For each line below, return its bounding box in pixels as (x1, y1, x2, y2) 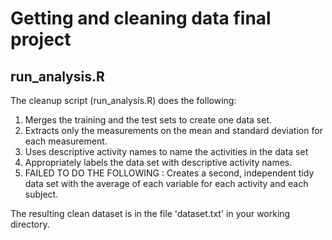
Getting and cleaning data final (10, 7, 272, 30)
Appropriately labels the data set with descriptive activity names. (24, 157, 293, 168)
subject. (24, 188, 59, 200)
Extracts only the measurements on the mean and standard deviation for (24, 125, 323, 136)
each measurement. (24, 135, 108, 147)
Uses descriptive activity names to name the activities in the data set (24, 146, 309, 157)
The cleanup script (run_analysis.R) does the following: (10, 95, 237, 106)
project (10, 28, 72, 51)
